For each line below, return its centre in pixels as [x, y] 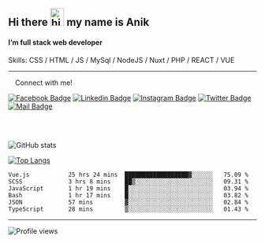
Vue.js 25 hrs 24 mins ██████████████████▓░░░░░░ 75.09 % [128, 175]
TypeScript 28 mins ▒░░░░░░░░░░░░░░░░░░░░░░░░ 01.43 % [128, 209]
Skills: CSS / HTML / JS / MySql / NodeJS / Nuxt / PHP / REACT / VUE [121, 60]
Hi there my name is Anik [79, 22]
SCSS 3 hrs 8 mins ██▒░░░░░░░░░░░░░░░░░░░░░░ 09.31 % [128, 182]
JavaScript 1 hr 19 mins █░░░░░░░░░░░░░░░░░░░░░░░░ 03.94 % [128, 188]
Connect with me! [44, 83]
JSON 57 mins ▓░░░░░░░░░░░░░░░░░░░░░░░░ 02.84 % [128, 202]
